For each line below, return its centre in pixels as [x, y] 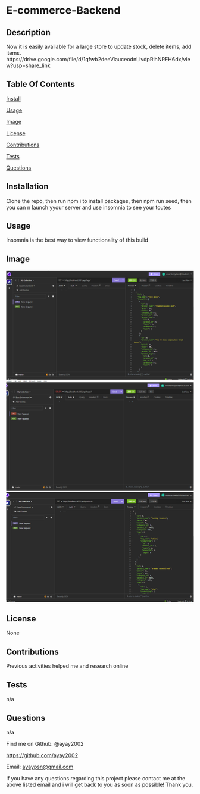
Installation [27, 187]
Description [28, 32]
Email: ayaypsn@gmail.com [40, 767]
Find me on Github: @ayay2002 [45, 743]
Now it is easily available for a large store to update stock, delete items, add [99, 46]
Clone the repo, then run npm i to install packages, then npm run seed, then [99, 201]
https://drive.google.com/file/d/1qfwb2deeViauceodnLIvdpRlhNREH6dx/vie [98, 59]
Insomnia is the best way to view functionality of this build [77, 240]
